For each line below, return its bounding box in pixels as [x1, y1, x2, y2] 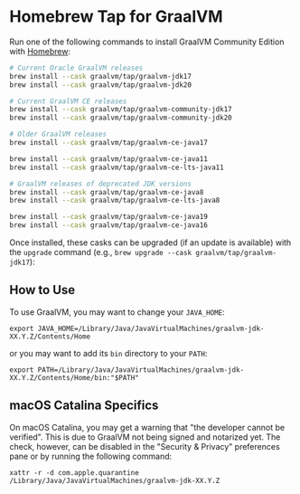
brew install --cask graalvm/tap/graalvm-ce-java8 [9, 187, 204, 196]
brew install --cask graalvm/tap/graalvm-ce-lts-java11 [9, 163, 224, 172]
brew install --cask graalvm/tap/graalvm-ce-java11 [9, 154, 208, 164]
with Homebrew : [9, 45, 70, 56]
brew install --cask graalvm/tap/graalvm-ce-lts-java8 [9, 196, 220, 205]
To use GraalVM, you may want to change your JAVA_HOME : [9, 306, 226, 318]
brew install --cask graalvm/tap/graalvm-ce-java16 [9, 221, 208, 230]
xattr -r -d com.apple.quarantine [9, 468, 140, 477]
